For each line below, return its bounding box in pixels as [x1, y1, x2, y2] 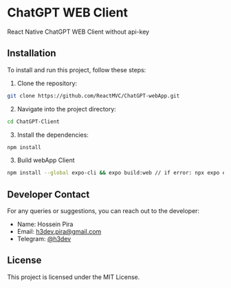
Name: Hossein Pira [16, 220, 74, 228]
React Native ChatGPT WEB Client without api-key [7, 27, 150, 36]
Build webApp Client [16, 156, 75, 164]
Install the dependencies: [16, 131, 89, 139]
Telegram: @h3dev [16, 235, 71, 243]
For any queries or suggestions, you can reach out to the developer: [7, 207, 200, 215]
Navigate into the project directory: [16, 104, 117, 113]
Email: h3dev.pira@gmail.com [16, 228, 102, 236]
